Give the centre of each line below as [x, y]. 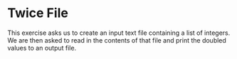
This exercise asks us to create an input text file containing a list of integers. [119, 33]
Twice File [38, 13]
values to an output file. [42, 48]
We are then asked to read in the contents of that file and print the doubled [117, 40]
